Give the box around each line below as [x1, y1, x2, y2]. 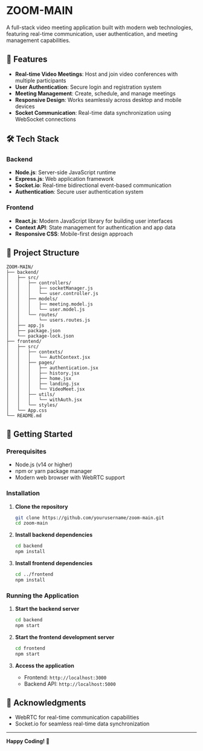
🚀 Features [6, 54, 48, 64]
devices [14, 103, 35, 110]
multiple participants [14, 76, 66, 84]
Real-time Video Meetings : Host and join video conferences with [14, 70, 178, 78]
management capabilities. [6, 36, 71, 44]
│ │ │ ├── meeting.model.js [6, 301, 94, 307]
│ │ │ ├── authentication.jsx [6, 365, 98, 371]
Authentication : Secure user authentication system [14, 188, 144, 195]
